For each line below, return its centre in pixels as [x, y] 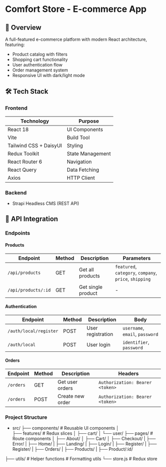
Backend [16, 193]
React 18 [18, 129]
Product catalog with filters [40, 54]
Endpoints [18, 233]
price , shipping [133, 279]
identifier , [136, 342]
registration [100, 334]
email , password [141, 334]
